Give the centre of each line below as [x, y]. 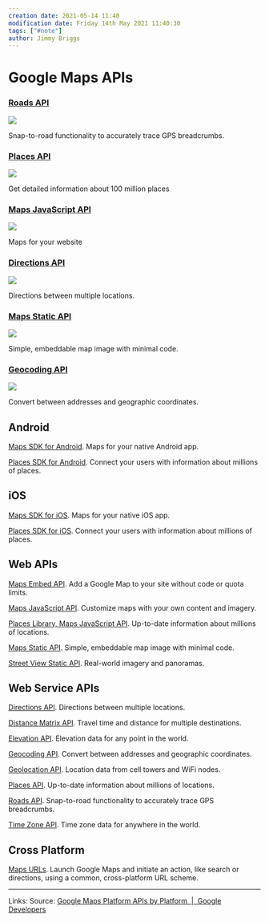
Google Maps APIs [71, 78]
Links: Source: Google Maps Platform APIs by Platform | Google [115, 901]
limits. [18, 592]
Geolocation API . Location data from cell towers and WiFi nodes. [114, 770]
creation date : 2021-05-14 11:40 [64, 16]
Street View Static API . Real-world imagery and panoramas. [106, 663]
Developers [27, 910]
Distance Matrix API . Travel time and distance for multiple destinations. [125, 723]
